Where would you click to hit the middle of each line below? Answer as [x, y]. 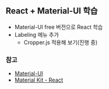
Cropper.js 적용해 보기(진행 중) [61, 42]
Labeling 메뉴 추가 [37, 34]
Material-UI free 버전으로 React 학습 [58, 27]
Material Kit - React [39, 80]
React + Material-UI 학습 [52, 11]
